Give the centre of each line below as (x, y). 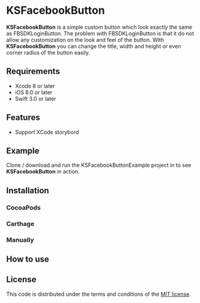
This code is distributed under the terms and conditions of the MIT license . (98, 294)
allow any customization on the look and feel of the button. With (85, 40)
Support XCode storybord (47, 132)
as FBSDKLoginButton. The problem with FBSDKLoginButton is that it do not (100, 33)
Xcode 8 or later (35, 86)
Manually (20, 239)
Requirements (33, 72)
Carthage (20, 224)
